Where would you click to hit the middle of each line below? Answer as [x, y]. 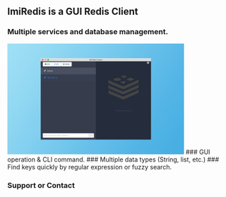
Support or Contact [41, 185]
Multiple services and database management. [88, 32]
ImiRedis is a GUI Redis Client [73, 12]
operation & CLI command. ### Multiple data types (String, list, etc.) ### [113, 159]
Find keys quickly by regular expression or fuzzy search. [89, 167]
